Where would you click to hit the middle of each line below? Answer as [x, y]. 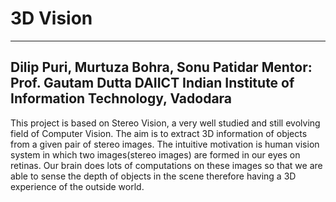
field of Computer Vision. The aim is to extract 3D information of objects [159, 133]
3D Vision [51, 18]
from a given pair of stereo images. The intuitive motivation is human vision [165, 144]
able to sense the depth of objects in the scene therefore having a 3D [153, 176]
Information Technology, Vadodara [121, 98]
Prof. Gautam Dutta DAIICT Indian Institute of [152, 83]
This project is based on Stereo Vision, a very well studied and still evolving [165, 123]
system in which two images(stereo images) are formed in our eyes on [155, 154]
